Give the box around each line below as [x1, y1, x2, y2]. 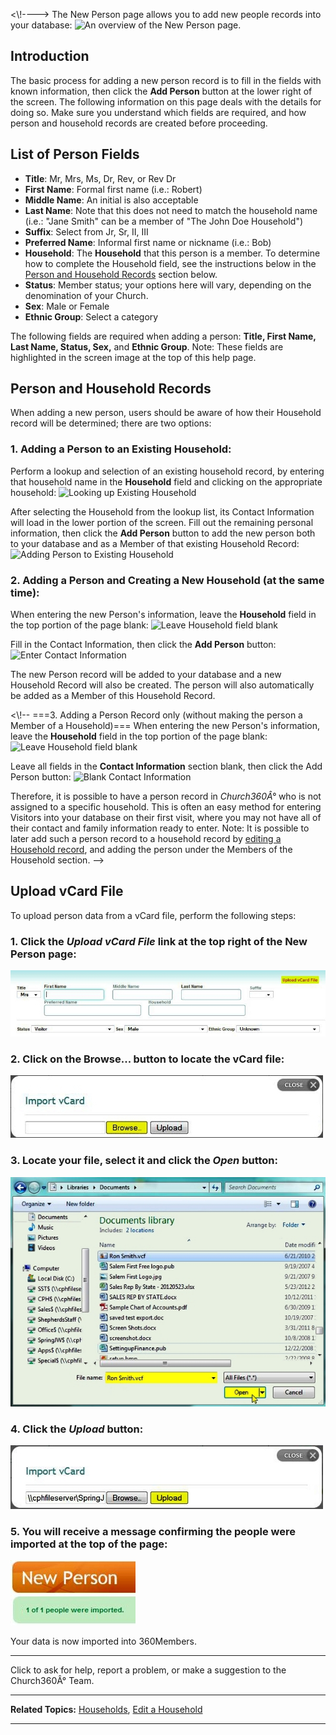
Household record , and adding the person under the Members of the [10, 844, 293, 856]
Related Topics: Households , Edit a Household [10, 1704, 203, 1716]
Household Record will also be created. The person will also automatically [10, 679, 315, 691]
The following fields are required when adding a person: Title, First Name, [10, 330, 317, 342]
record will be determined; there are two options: [10, 417, 212, 429]
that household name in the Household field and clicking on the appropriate [10, 475, 323, 488]
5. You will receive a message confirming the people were [10, 1524, 296, 1538]
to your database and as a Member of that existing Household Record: [10, 537, 300, 549]
